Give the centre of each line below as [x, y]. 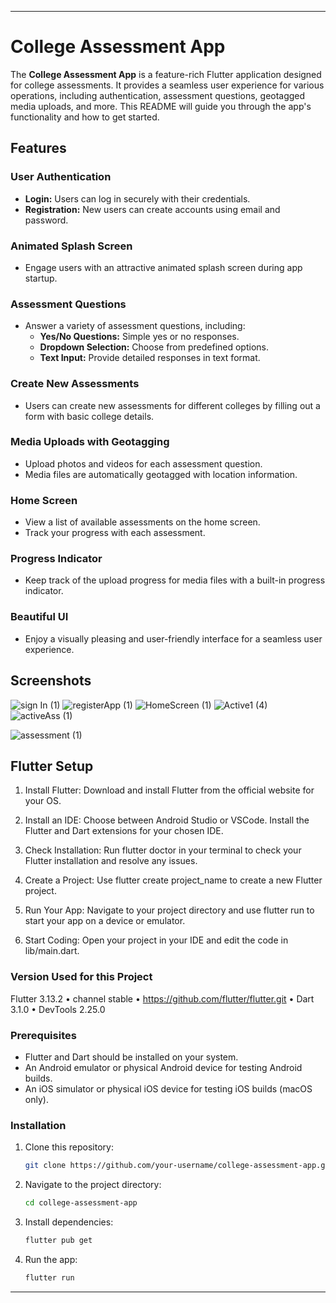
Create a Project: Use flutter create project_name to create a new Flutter [173, 880]
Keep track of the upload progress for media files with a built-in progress [175, 580]
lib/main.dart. [52, 951]
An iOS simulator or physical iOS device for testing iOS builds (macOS [168, 1088]
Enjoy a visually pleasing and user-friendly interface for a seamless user [173, 638]
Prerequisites [43, 1035]
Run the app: [51, 1259]
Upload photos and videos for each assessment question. [143, 463]
